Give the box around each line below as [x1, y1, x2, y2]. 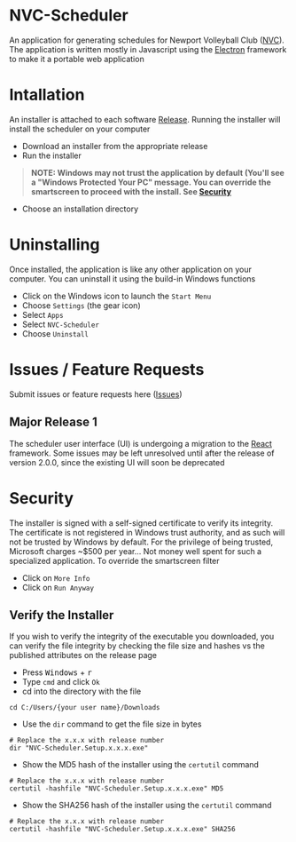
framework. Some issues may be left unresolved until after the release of [9, 448, 275, 458]
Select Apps [21, 309, 64, 320]
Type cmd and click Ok [21, 677, 100, 687]
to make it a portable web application [9, 53, 144, 64]
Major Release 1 [9, 415, 97, 430]
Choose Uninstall [21, 328, 90, 338]
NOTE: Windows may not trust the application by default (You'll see [30, 167, 285, 178]
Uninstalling [9, 234, 100, 255]
